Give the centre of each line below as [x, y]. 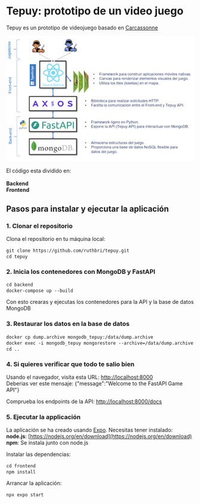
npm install [21, 472]
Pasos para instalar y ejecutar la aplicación [87, 209]
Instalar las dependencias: [39, 454]
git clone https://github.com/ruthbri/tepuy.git [68, 251]
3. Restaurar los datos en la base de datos [68, 324]
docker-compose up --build [40, 291]
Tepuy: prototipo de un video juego [95, 11]
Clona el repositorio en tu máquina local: [56, 239]
